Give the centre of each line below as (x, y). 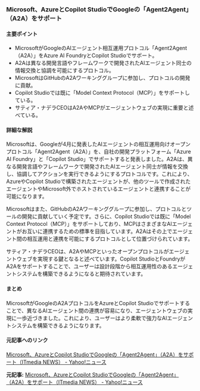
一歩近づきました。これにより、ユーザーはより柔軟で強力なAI (92, 318)
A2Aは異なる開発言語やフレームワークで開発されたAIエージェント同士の (103, 63)
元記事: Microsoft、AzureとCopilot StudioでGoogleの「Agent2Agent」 (93, 374)
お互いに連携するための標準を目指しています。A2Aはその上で (97, 231)
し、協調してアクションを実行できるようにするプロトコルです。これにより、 (99, 174)
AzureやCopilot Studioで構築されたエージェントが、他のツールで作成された (99, 181)
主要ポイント (22, 33)
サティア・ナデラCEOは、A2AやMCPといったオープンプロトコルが (87, 252)
